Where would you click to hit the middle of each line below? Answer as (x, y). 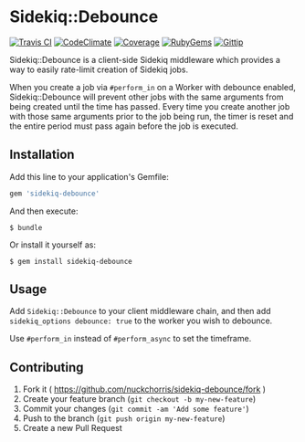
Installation (42, 155)
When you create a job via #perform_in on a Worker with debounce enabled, (153, 87)
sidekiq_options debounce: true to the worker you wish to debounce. (141, 321)
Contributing (47, 367)
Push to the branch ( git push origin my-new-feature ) (124, 418)
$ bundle (26, 227)
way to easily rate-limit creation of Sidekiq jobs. (99, 69)
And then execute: (44, 211)
